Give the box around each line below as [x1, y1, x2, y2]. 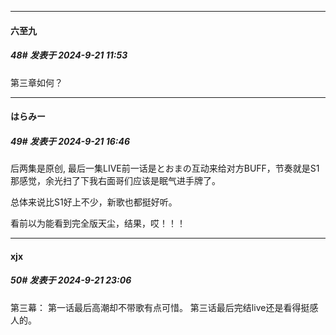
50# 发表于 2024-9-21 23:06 [10, 274, 132, 286]
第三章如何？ [10, 76, 63, 88]
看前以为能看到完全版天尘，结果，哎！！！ [10, 217, 186, 230]
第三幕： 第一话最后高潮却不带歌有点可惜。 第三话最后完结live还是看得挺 [10, 301, 310, 313]
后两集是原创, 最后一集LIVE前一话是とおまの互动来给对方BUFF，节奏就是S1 [10, 162, 320, 175]
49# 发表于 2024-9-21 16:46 [10, 135, 131, 147]
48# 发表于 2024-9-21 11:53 [10, 49, 128, 61]
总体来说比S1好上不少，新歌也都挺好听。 [10, 196, 178, 208]
